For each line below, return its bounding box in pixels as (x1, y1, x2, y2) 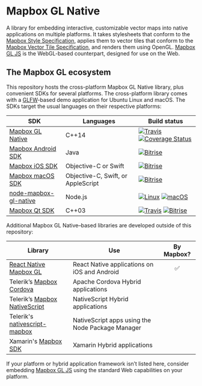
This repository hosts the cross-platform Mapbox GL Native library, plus (6, 83, 184, 90)
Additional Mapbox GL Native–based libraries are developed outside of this (6, 221, 192, 229)
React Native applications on (73, 260, 154, 268)
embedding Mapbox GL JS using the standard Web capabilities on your (6, 366, 183, 373)
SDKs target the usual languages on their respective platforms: (6, 103, 162, 110)
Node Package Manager (73, 323, 141, 332)
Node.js (65, 192, 88, 201)
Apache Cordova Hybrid (73, 277, 141, 286)
